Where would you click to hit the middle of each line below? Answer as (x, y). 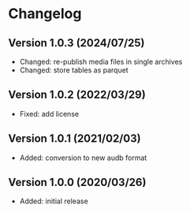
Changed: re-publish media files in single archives (101, 61)
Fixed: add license (49, 113)
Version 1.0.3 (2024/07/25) (76, 43)
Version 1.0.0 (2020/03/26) (77, 182)
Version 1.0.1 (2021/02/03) (75, 139)
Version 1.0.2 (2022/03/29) (77, 95)
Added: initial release (54, 201)
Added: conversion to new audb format (83, 158)
